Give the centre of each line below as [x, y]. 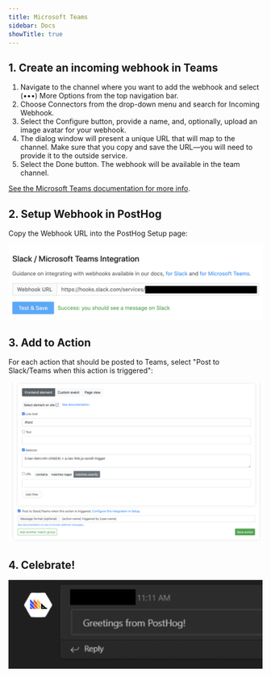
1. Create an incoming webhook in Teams [113, 67]
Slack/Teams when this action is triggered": [81, 370]
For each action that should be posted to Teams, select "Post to [114, 362]
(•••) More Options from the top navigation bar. [99, 96]
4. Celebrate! [42, 565]
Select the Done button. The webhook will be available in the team [130, 165]
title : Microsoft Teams [48, 17]
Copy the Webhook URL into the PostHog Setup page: [98, 233]
